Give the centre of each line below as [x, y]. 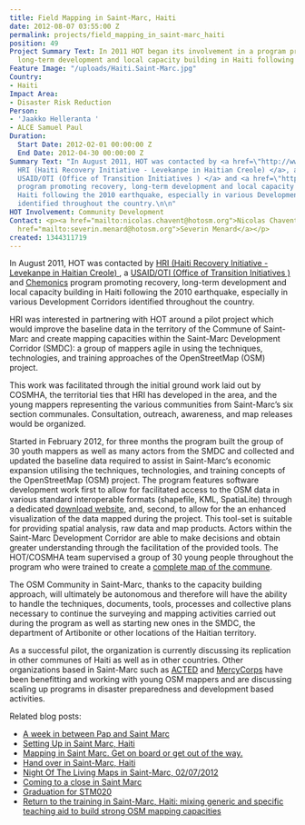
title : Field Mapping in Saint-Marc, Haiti [93, 18]
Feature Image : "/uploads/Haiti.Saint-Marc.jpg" [103, 69]
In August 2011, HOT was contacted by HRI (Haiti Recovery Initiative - [139, 263]
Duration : [28, 136]
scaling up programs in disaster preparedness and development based [142, 689]
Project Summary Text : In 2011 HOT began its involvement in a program [148, 52]
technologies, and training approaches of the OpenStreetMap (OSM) [138, 358]
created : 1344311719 [49, 237]
